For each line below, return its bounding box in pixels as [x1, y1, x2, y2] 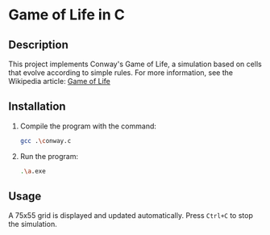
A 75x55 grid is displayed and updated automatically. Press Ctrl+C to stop [8, 211, 254, 220]
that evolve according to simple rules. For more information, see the [8, 68, 234, 78]
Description [8, 38, 69, 52]
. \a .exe [19, 167, 46, 175]
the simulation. [8, 220, 58, 229]
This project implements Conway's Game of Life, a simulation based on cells [8, 59, 262, 69]
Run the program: [19, 151, 79, 161]
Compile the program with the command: [19, 121, 157, 131]
